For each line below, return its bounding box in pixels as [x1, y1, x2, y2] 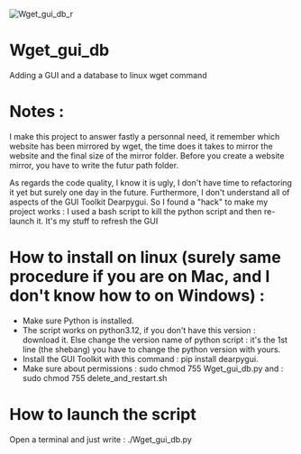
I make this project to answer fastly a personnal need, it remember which [9, 131, 280, 141]
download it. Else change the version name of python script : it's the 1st [22, 334, 288, 345]
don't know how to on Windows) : [9, 286, 266, 306]
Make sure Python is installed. [22, 315, 134, 326]
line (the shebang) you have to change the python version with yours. [22, 343, 281, 355]
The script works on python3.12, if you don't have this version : [22, 324, 256, 335]
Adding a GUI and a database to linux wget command [9, 69, 207, 80]
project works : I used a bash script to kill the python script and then [9, 205, 262, 216]
